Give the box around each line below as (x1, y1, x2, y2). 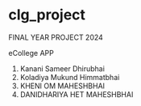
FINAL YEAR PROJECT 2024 (8, 32, 103, 42)
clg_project (8, 6, 86, 24)
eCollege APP (8, 48, 54, 57)
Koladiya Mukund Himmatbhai (19, 72, 120, 82)
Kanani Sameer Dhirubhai (19, 63, 105, 74)
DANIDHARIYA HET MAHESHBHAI (19, 89, 134, 99)
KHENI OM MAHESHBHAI (19, 81, 106, 91)
